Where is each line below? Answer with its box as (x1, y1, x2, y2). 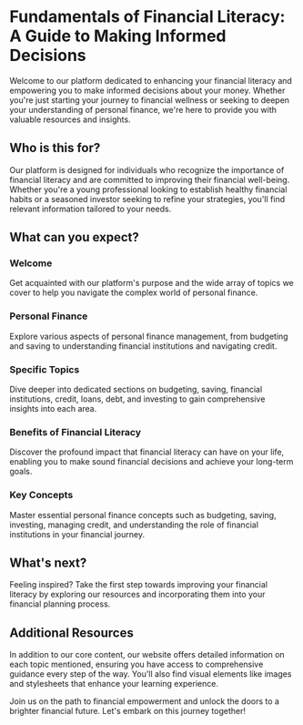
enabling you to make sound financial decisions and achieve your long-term (9, 456, 294, 467)
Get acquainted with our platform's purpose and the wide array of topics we (9, 278, 294, 289)
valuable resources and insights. (9, 114, 131, 125)
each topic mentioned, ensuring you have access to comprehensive (9, 659, 264, 670)
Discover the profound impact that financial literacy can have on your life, (9, 446, 285, 457)
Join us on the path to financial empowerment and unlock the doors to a (9, 696, 280, 707)
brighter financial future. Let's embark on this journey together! (9, 706, 246, 717)
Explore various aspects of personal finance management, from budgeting (9, 331, 288, 342)
